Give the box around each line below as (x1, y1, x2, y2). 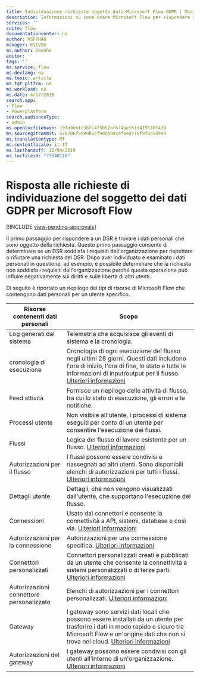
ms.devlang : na (6, 70, 44, 76)
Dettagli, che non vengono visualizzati (66, 485, 173, 493)
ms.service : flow (6, 64, 49, 70)
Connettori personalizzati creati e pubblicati (66, 551, 189, 559)
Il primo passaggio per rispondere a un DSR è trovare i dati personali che (6, 235, 185, 242)
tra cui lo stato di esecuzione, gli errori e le (66, 394, 186, 402)
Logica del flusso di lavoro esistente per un (66, 436, 186, 444)
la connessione (9, 542, 52, 550)
